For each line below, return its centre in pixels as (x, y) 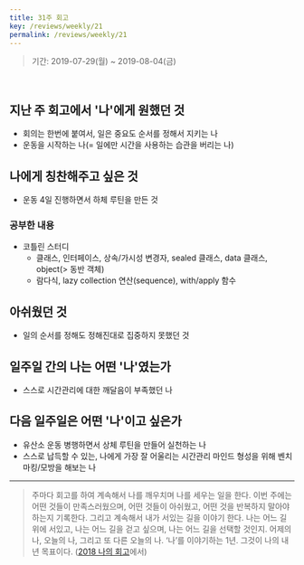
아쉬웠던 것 (38, 311)
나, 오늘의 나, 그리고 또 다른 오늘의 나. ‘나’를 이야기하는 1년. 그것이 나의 (155, 540)
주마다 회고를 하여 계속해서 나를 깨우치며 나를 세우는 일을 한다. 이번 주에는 (161, 494)
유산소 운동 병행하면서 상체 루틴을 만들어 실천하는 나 (114, 445)
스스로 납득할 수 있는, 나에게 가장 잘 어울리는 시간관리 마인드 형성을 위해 (149, 456)
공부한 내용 (32, 225)
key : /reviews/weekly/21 (56, 26)
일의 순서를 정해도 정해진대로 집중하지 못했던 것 (106, 335)
